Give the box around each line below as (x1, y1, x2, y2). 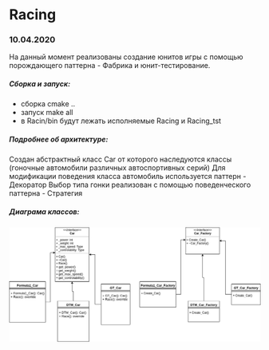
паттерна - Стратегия (9, 189, 83, 198)
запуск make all (20, 108, 73, 117)
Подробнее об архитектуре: (9, 134, 109, 145)
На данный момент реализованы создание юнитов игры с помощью (9, 52, 243, 62)
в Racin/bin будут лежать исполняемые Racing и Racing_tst (20, 116, 222, 125)
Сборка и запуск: (9, 79, 71, 89)
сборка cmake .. (20, 99, 76, 109)
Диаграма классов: (9, 207, 80, 217)
